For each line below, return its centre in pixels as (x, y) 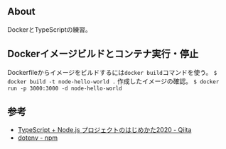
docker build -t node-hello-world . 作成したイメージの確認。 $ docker (113, 81)
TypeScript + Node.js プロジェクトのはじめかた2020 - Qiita (104, 130)
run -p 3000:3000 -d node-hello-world (65, 88)
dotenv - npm (38, 138)
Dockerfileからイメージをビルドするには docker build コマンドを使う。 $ (112, 72)
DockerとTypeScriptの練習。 (49, 29)
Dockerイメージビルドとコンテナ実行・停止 (103, 54)
